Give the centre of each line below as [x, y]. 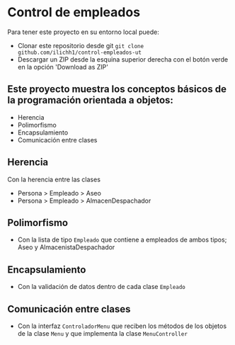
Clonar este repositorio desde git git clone [80, 45]
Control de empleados [74, 12]
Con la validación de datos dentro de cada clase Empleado [101, 287]
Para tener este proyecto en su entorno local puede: [83, 32]
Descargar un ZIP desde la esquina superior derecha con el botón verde [123, 59]
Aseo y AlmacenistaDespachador [66, 247]
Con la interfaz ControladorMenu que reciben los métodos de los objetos [122, 326]
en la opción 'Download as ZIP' [63, 67]
